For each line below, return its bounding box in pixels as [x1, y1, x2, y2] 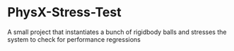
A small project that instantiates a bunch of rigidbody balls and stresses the [7, 28, 227, 36]
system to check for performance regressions [7, 35, 141, 43]
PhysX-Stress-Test [7, 4, 122, 21]
